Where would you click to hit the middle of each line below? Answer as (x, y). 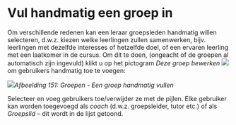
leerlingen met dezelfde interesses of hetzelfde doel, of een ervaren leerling (118, 47)
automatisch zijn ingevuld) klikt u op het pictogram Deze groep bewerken (114, 63)
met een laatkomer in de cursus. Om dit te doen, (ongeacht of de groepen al (118, 55)
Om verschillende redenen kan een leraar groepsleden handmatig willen (112, 32)
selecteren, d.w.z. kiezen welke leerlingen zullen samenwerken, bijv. (107, 39)
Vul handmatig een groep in (90, 13)
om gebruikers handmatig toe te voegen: (66, 70)
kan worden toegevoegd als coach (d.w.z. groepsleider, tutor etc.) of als (112, 106)
